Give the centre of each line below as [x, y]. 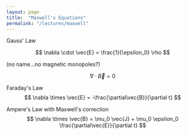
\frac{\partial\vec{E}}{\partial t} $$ [103, 125]
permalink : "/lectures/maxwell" [47, 23]
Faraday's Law [25, 88]
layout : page [23, 12]
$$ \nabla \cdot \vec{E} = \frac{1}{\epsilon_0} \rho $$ [103, 53]
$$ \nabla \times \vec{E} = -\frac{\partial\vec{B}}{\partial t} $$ [103, 98]
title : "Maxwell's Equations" [46, 18]
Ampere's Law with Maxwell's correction [57, 109]
